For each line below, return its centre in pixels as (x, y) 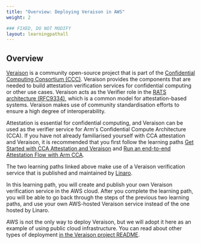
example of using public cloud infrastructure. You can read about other (94, 228)
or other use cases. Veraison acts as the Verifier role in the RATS (86, 92)
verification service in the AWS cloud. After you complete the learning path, (100, 191)
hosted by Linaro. (28, 210)
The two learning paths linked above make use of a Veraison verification (96, 167)
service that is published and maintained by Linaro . (70, 173)
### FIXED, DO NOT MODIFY (39, 28)
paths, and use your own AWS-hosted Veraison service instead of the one (98, 204)
